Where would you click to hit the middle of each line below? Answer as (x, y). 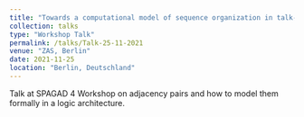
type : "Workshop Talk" (52, 34)
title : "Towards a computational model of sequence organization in (141, 18)
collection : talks (44, 26)
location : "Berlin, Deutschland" (72, 68)
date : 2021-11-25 (42, 59)
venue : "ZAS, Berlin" (50, 51)
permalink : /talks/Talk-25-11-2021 (76, 43)
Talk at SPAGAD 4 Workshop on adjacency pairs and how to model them (144, 93)
